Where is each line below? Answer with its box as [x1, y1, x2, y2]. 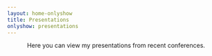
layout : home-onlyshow [7, 10, 73, 17]
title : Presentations [7, 16, 70, 23]
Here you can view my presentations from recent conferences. [26, 42, 206, 50]
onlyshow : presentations [7, 23, 79, 29]
